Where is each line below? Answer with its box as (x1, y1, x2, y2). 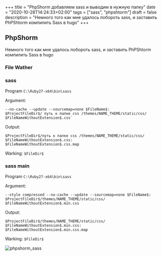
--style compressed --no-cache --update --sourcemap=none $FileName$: (5, 192, 151, 198)
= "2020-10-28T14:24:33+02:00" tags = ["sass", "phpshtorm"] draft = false (5, 9, 157, 15)
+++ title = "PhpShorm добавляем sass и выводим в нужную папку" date (5, 4, 156, 10)
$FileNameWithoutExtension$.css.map (5, 142, 79, 147)
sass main (5, 163, 30, 169)
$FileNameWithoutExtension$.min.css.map (5, 227, 89, 233)
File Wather (5, 64, 33, 71)
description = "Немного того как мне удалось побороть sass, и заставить (5, 15, 157, 20)
